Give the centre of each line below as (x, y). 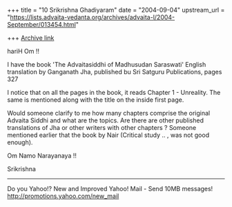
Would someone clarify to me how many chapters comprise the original (109, 113)
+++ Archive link (31, 38)
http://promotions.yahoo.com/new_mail (63, 196)
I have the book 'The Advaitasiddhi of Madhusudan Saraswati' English (107, 64)
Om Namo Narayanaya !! (42, 155)
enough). (20, 142)
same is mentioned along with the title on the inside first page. (96, 100)
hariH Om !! (23, 51)
